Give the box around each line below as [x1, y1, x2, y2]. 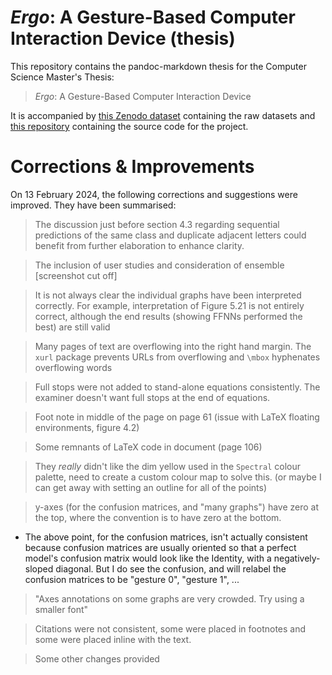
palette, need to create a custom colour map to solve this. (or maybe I [34, 471, 322, 483]
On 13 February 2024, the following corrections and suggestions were [10, 188, 298, 200]
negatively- [273, 552, 321, 564]
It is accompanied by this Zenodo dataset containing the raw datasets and [10, 109, 316, 121]
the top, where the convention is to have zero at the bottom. [34, 511, 282, 523]
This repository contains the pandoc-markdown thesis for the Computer [10, 60, 307, 72]
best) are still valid [34, 321, 111, 333]
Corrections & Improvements [10, 156, 255, 178]
